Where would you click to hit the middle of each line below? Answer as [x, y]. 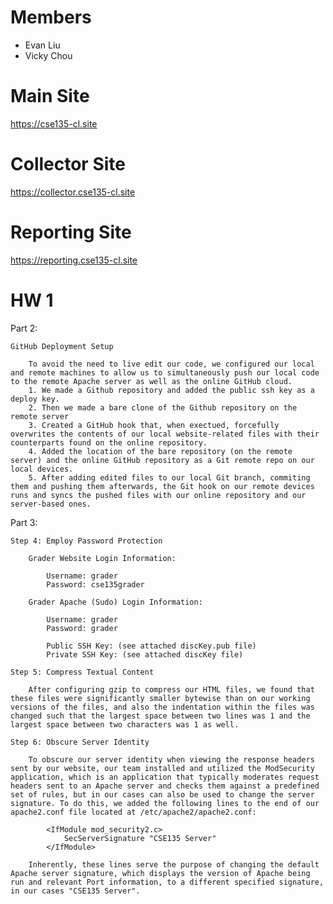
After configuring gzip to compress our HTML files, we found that [171, 689]
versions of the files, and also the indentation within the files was [162, 707]
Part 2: [24, 328]
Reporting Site [71, 232]
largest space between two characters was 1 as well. [125, 724]
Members [51, 17]
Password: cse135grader [95, 584]
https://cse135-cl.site [54, 123]
